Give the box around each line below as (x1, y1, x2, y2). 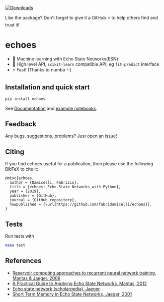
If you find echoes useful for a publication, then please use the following (5, 161, 153, 167)
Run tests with (5, 233, 34, 239)
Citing (5, 147, 24, 156)
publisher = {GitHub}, (9, 193, 57, 198)
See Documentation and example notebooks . (5, 105, 97, 111)
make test (5, 243, 26, 248)
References (5, 257, 42, 265)
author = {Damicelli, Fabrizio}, (9, 180, 79, 185)
